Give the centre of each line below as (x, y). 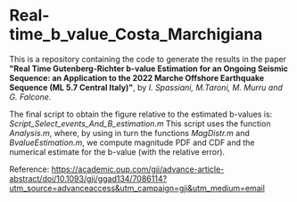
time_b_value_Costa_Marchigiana (136, 34)
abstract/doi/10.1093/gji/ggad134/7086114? (88, 178)
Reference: (29, 169)
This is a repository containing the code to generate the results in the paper (148, 59)
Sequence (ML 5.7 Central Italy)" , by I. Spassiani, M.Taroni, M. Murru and (146, 87)
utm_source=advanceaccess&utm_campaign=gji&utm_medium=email (137, 188)
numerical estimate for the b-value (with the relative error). (117, 151)
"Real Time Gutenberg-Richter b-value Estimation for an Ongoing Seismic (148, 69)
